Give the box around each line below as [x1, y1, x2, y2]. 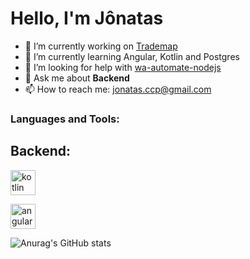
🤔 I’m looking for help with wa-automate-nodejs [24, 61, 222, 73]
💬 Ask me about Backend [24, 72, 130, 84]
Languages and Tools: [10, 112, 120, 126]
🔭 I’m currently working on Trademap [24, 40, 178, 52]
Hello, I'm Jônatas [10, 7, 164, 30]
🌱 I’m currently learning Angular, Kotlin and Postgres [24, 50, 240, 62]
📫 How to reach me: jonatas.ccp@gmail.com [24, 83, 212, 95]
